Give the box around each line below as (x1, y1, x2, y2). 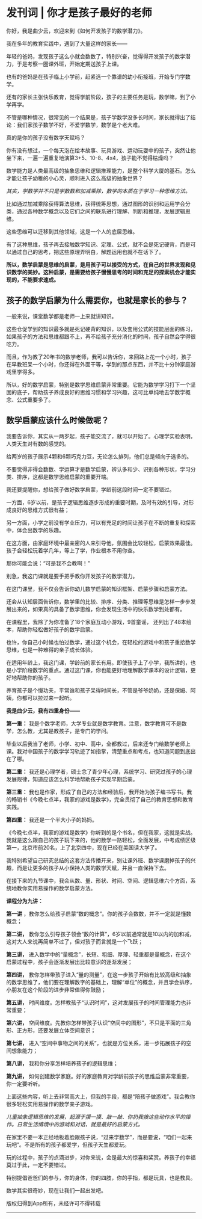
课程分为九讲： (6, 897, 43, 904)
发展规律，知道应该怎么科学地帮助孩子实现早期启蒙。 (6, 775, 138, 783)
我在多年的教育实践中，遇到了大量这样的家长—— (6, 40, 127, 47)
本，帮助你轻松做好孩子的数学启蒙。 (6, 626, 96, 633)
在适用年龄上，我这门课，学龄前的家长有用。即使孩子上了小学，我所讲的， (6, 659, 191, 666)
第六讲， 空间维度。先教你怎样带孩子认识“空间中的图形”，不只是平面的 (6, 1019, 182, 1026)
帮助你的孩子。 (16, 674, 54, 681)
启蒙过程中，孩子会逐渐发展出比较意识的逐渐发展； (6, 958, 133, 965)
